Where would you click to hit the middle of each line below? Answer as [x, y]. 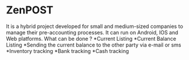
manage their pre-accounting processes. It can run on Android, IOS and [92, 32]
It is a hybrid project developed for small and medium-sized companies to [95, 26]
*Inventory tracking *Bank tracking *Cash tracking [68, 51]
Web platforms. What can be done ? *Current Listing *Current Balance [91, 38]
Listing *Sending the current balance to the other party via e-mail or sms [94, 45]
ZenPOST [30, 10]
